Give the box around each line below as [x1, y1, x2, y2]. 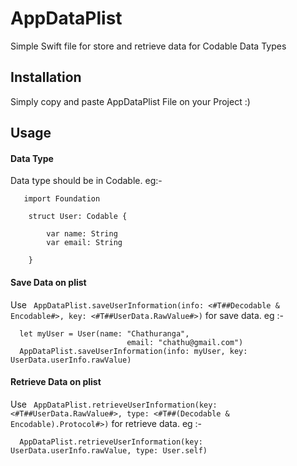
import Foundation [23, 194, 101, 204]
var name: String [46, 229, 118, 239]
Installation [10, 69, 82, 86]
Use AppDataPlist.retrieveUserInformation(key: [10, 398, 218, 410]
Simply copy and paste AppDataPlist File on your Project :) [10, 95, 251, 107]
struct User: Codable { [28, 212, 128, 222]
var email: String [46, 238, 123, 248]
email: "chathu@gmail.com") [126, 337, 244, 347]
